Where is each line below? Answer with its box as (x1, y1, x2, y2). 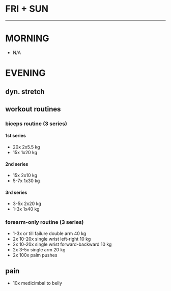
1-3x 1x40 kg (12, 206, 40, 212)
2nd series (5, 161, 28, 167)
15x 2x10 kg (12, 172, 37, 179)
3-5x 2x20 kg (12, 200, 42, 207)
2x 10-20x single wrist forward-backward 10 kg (12, 241, 112, 247)
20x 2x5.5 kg (12, 143, 40, 150)
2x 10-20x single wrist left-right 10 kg (12, 236, 91, 242)
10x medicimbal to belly (12, 280, 63, 286)
